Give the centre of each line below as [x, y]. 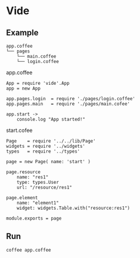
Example [22, 33]
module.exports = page [34, 219]
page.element [22, 198]
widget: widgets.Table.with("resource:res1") [74, 208]
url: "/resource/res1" [44, 187]
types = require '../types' [43, 151]
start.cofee [19, 130]
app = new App [24, 88]
